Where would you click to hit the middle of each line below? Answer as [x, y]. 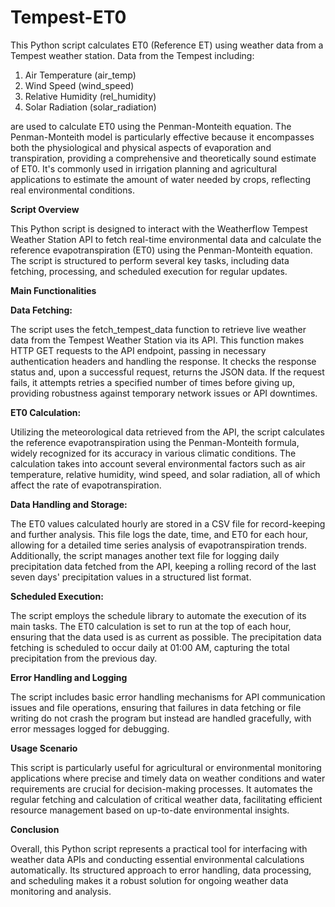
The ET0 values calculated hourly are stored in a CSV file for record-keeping [168, 523]
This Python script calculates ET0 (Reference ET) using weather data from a [167, 45]
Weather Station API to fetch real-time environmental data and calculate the [166, 239]
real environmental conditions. [72, 190]
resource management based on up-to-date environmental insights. [150, 810]
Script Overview [45, 209]
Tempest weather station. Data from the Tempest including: [132, 55]
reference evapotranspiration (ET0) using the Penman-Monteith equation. [161, 250]
